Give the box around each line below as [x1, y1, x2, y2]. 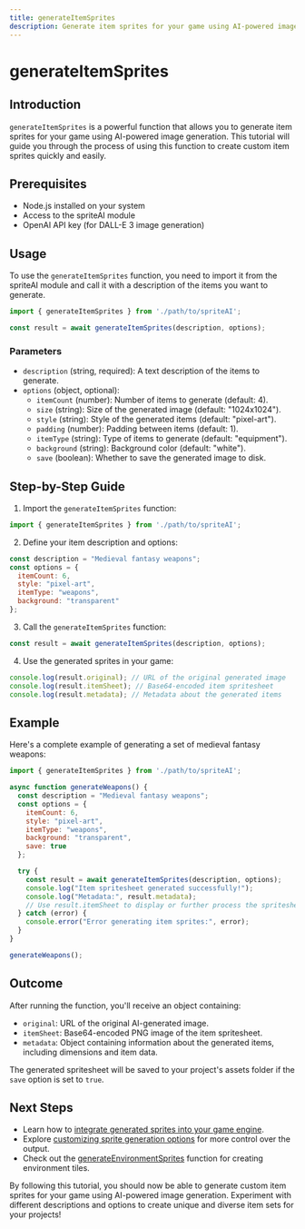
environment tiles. [22, 1163, 91, 1174]
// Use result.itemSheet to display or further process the [25, 900, 258, 909]
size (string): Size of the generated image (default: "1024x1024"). [35, 404, 281, 415]
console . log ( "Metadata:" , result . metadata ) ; [25, 892, 197, 901]
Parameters [9, 344, 62, 357]
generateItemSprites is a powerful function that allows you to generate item [9, 121, 293, 132]
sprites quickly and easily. [9, 150, 107, 161]
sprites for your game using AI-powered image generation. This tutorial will [9, 131, 290, 142]
